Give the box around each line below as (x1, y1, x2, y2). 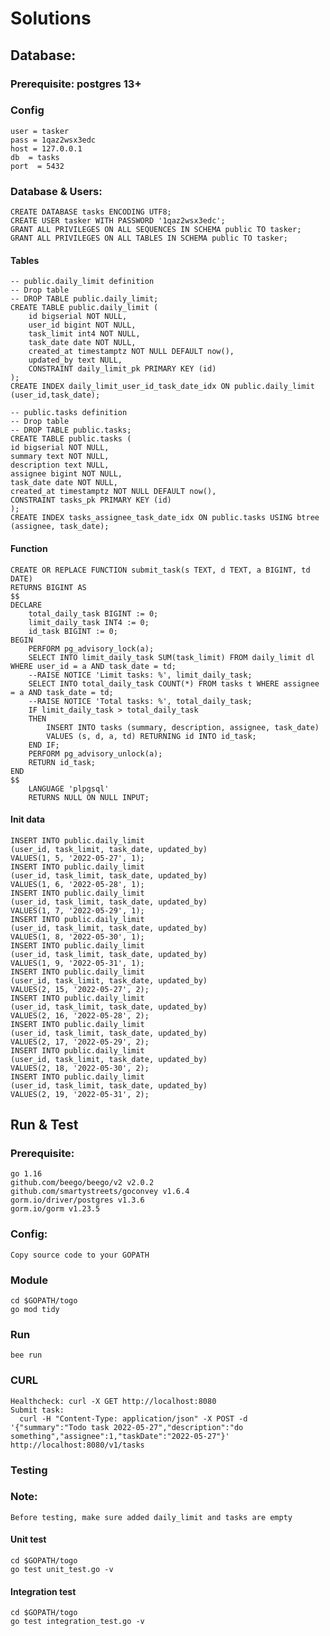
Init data (10, 813, 46, 826)
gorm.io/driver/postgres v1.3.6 (10, 1195, 145, 1206)
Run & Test (10, 1117, 79, 1134)
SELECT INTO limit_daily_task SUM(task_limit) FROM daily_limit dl (28, 652, 315, 662)
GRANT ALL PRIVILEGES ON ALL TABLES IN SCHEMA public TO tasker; (10, 233, 288, 244)
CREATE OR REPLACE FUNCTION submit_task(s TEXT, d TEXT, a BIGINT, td (10, 565, 311, 575)
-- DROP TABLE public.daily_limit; (10, 294, 159, 304)
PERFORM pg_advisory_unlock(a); (28, 748, 163, 759)
